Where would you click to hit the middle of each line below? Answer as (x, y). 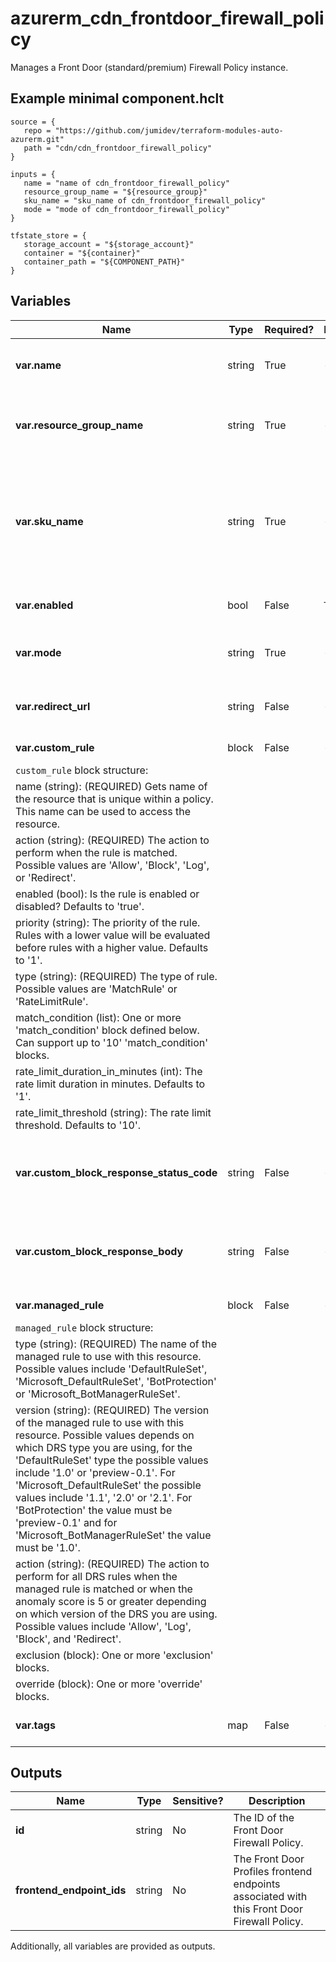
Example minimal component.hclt (117, 98)
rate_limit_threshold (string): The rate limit (113, 1112)
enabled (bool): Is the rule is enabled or (107, 894)
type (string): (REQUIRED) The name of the (116, 1344)
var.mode (38, 652)
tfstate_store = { (48, 235)
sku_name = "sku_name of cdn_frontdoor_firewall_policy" (145, 200)
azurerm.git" (37, 139)
